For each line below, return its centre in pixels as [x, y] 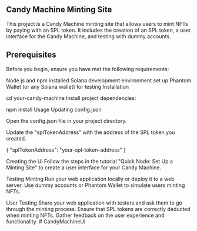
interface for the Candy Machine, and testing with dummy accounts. [89, 36]
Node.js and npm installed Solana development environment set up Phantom [99, 80]
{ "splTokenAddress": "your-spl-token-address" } [66, 150]
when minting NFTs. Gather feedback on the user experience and [85, 215]
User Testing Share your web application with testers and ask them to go [94, 203]
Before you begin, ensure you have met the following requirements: [88, 69]
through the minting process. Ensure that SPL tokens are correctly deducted [98, 209]
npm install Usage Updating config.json [54, 109]
